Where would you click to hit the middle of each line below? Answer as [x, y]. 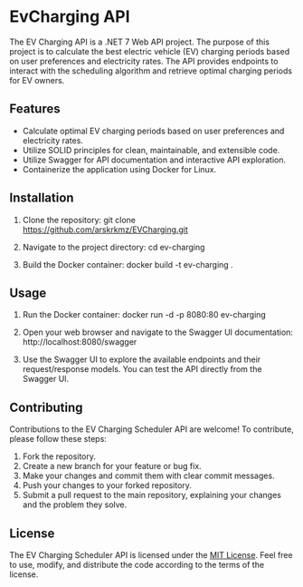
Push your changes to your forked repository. [107, 485]
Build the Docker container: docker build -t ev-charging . [128, 264]
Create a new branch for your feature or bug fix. [112, 466]
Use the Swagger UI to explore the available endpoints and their [142, 359]
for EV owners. [37, 80]
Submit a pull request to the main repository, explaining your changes [152, 495]
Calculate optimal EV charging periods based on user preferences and [153, 131]
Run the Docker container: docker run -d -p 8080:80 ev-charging [144, 315]
